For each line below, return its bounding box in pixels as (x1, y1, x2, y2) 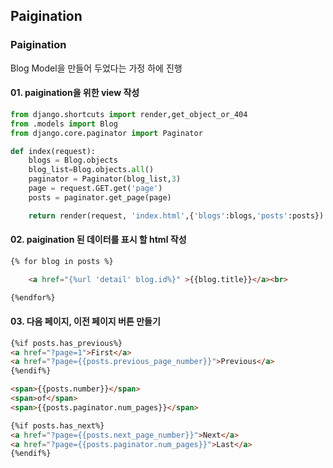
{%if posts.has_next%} (10, 420, 105, 431)
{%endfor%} (10, 292, 56, 303)
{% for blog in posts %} (10, 256, 114, 266)
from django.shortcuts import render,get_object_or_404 (10, 109, 248, 119)
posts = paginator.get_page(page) (28, 192, 172, 203)
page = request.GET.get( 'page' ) (28, 184, 163, 194)
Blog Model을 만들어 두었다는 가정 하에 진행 (10, 62, 183, 74)
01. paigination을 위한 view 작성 (10, 87, 140, 99)
